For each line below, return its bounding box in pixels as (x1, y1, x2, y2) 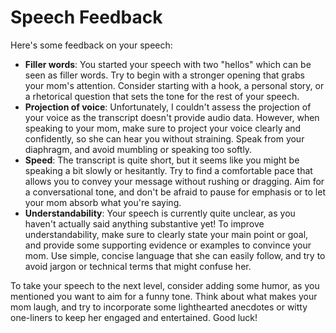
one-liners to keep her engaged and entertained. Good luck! (10, 311, 258, 323)
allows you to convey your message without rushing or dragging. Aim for (24, 175, 325, 187)
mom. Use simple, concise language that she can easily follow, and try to (24, 249, 326, 261)
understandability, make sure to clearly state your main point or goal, (24, 228, 309, 240)
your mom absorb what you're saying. (24, 196, 182, 208)
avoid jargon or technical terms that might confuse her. (24, 260, 252, 272)
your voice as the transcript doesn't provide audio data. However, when (24, 111, 320, 123)
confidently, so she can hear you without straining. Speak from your (24, 132, 305, 145)
